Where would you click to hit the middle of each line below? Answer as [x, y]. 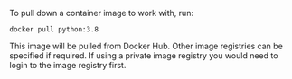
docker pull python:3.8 [54, 30]
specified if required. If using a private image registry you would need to [144, 56]
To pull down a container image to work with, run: [102, 13]
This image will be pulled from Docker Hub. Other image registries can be [146, 46]
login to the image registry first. [68, 65]
